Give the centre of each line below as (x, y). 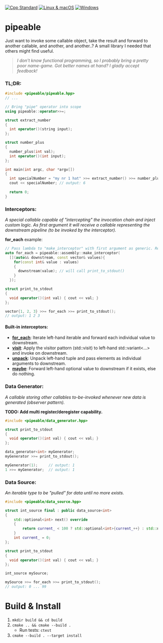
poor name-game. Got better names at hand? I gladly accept (78, 65)
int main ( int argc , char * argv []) (40, 170)
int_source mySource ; (27, 573)
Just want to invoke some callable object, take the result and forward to (76, 40)
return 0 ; (19, 192)
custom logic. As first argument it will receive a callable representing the (78, 225)
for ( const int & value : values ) (46, 262)
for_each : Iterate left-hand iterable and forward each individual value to (83, 338)
